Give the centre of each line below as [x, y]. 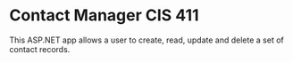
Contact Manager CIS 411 [104, 15]
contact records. [40, 49]
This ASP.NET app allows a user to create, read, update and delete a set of [146, 40]
